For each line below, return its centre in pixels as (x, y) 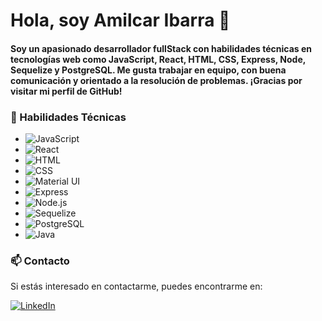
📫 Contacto (40, 261)
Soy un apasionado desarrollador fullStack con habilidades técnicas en (161, 48)
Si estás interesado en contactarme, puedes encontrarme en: (136, 286)
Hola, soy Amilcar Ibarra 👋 (120, 20)
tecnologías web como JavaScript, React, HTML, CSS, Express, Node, (158, 59)
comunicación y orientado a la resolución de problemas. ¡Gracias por (156, 80)
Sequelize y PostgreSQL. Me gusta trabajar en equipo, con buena (148, 70)
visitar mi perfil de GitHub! (66, 91)
